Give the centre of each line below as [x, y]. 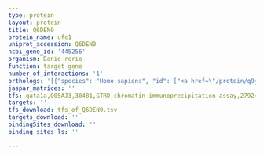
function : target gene [45, 67]
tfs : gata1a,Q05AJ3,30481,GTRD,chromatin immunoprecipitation [112, 96]
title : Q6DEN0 [31, 30]
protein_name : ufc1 [40, 37]
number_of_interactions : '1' [56, 74]
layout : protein [35, 23]
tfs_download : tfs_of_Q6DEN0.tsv [63, 110]
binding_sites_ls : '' [44, 132]
